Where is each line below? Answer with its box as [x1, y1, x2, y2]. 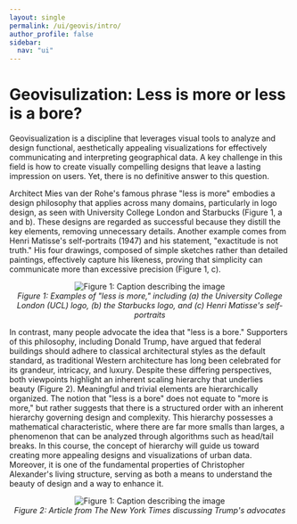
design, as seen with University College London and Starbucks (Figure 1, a [9, 207, 283, 218]
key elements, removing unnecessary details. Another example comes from [9, 226, 287, 237]
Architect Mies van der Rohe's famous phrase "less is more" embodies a [9, 188, 276, 199]
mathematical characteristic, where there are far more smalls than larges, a [9, 422, 285, 432]
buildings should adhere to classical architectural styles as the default [9, 346, 266, 356]
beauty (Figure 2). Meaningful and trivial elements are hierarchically [9, 384, 259, 395]
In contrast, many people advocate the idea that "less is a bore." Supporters [9, 327, 288, 338]
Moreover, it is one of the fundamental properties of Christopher [9, 460, 245, 471]
